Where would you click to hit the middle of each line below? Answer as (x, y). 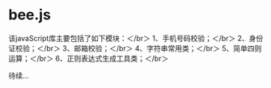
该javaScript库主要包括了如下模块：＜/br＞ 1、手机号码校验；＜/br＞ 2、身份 (136, 38)
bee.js (30, 15)
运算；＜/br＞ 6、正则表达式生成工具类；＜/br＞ (89, 58)
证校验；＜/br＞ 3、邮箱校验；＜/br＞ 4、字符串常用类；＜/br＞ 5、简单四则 (135, 48)
